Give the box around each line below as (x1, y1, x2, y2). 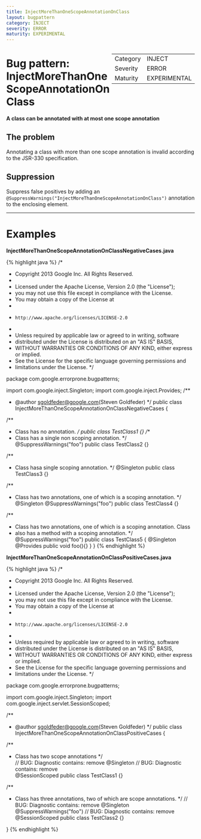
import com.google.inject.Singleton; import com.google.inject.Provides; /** (6, 387, 191, 394)
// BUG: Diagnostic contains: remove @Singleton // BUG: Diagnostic (14, 759, 182, 766)
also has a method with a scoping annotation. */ (14, 529, 133, 536)
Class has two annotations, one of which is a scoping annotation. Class (14, 523, 190, 530)
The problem (6, 132, 55, 143)
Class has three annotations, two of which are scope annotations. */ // (14, 795, 188, 802)
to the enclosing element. (6, 200, 69, 207)
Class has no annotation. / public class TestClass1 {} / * (14, 428, 151, 435)
